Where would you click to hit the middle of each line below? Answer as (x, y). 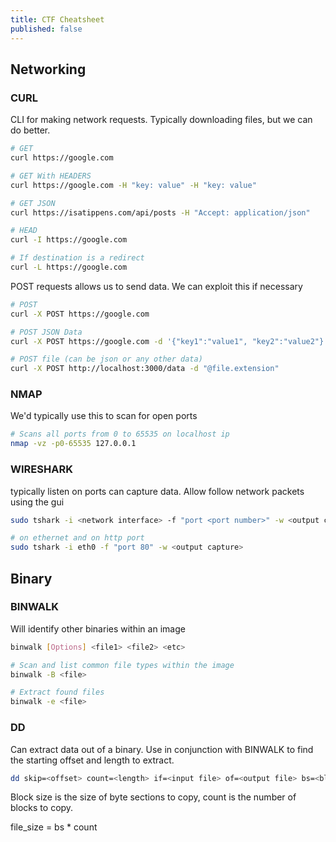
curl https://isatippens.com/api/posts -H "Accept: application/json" (160, 212)
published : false (46, 29)
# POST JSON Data (46, 332)
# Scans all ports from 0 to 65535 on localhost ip (120, 434)
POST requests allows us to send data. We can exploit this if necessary (156, 286)
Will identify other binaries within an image (98, 628)
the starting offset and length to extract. (92, 760)
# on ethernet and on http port (77, 538)
